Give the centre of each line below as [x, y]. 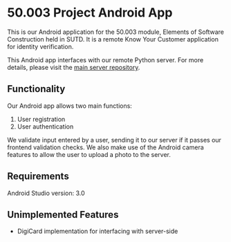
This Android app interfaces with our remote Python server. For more [105, 59]
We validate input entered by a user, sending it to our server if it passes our [114, 140]
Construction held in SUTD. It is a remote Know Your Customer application [113, 39]
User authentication [45, 127]
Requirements [38, 177]
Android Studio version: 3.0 [46, 193]
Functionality [36, 89]
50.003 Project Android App [90, 13]
